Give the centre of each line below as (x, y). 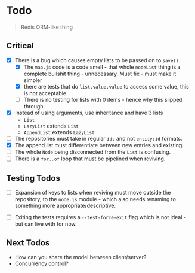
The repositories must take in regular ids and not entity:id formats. (99, 139)
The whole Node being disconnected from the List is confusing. (93, 152)
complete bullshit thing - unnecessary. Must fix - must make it (100, 74)
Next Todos (28, 243)
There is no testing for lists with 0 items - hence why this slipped (103, 99)
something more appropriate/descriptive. (65, 206)
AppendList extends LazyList (59, 132)
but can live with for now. (46, 224)
